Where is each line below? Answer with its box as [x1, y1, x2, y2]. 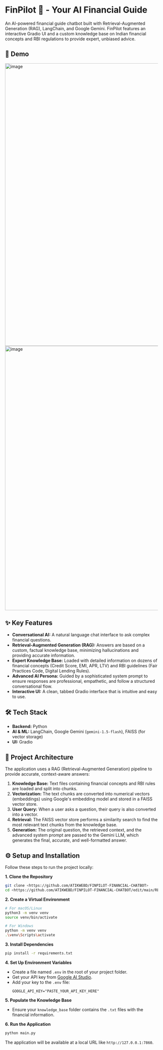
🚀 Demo [5, 50, 29, 58]
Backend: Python [12, 724, 48, 729]
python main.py [5, 1031, 36, 1035]
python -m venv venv [5, 928, 47, 933]
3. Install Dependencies [5, 942, 54, 947]
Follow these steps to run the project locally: [5, 864, 94, 870]
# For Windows [5, 924, 34, 929]
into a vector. [12, 812, 39, 817]
